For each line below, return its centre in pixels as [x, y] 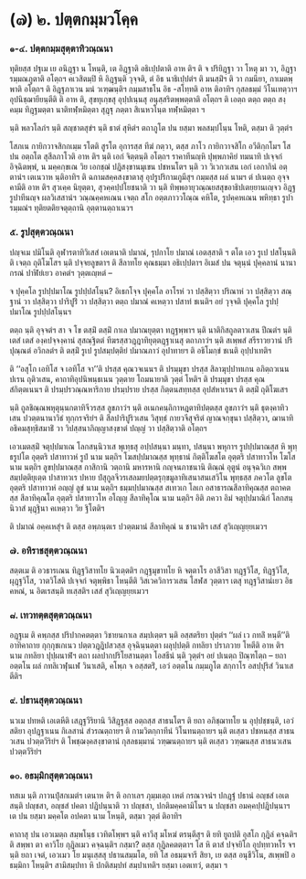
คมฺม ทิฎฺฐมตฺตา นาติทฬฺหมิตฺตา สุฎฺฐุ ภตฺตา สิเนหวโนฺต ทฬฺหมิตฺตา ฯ [107, 110]
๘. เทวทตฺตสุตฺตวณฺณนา [51, 615]
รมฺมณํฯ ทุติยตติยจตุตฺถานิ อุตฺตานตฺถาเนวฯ [72, 208]
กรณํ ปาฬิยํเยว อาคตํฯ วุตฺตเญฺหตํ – [61, 272]
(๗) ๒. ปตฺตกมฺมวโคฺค [74, 20]
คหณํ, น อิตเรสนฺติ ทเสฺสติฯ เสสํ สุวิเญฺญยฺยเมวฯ [79, 591]
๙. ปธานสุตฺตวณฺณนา [46, 701]
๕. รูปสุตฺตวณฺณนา [42, 232]
